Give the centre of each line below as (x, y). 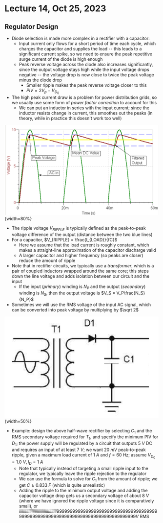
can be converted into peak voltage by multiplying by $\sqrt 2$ (75, 309)
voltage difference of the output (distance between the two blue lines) (82, 235)
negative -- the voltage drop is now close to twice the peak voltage (86, 75)
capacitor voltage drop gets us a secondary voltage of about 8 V (84, 496)
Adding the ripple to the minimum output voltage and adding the (83, 490)
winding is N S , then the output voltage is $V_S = (67, 293)
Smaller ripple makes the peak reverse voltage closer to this (86, 85)
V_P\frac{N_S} (131, 293)
